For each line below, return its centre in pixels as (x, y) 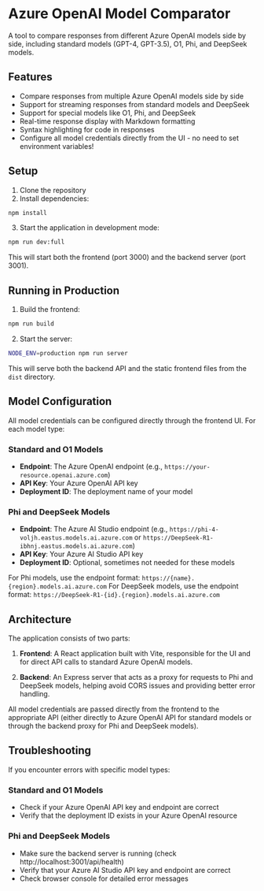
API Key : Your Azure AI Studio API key (81, 554)
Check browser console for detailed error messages (104, 878)
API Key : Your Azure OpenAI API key (79, 483)
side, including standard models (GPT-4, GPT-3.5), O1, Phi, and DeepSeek (128, 43)
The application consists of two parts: (70, 638)
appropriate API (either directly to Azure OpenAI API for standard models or (130, 718)
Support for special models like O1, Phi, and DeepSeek (108, 113)
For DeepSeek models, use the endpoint (174, 586)
